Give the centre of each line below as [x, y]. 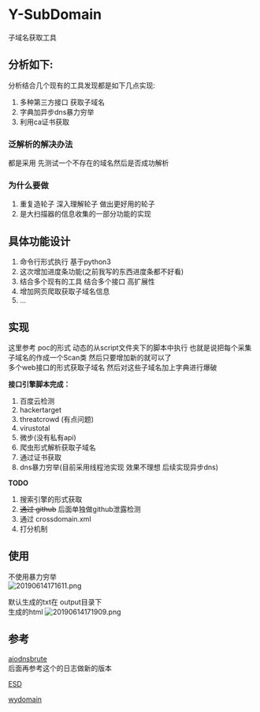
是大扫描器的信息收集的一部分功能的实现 [85, 214]
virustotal [35, 428]
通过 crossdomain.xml [56, 518]
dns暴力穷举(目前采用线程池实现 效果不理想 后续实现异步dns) [119, 467]
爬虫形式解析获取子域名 [58, 447]
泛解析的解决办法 [41, 144]
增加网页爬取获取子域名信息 [65, 292]
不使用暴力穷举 [32, 576]
